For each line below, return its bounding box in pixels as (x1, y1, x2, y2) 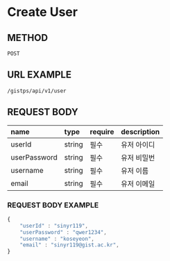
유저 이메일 (121, 178, 155, 188)
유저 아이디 (121, 140, 155, 149)
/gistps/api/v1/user (7, 87, 67, 94)
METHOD (7, 32, 49, 44)
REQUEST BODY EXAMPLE (7, 200, 99, 210)
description (121, 126, 160, 136)
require (90, 126, 114, 136)
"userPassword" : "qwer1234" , (19, 228, 108, 236)
